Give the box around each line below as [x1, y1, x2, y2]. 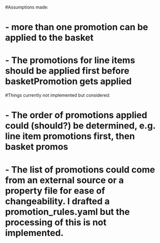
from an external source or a [5, 175, 124, 185]
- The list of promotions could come [5, 164, 155, 175]
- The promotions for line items [5, 55, 135, 66]
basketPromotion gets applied [5, 76, 132, 87]
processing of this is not [5, 217, 107, 228]
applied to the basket [5, 32, 94, 44]
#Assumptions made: [5, 4, 49, 10]
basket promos [5, 141, 68, 153]
